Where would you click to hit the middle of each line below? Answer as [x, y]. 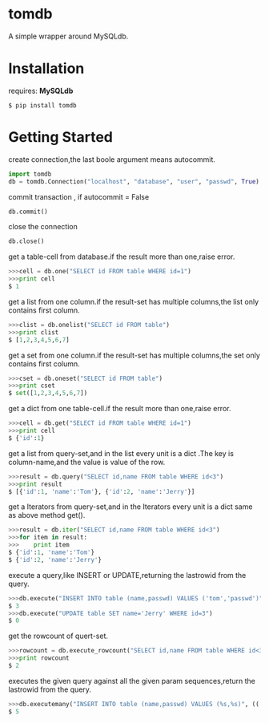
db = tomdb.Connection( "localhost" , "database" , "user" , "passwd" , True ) [134, 181]
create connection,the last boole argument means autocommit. [112, 159]
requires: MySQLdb [41, 91]
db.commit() [28, 212]
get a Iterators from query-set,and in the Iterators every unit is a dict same [130, 507]
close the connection [43, 227]
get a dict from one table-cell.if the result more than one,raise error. [120, 409]
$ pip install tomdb [43, 105]
